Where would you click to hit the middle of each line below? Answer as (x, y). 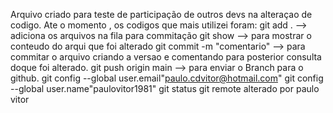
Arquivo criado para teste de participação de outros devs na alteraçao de (161, 14)
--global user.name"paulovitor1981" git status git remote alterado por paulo (165, 88)
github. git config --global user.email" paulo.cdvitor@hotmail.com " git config (167, 78)
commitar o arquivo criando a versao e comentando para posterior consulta (166, 57)
